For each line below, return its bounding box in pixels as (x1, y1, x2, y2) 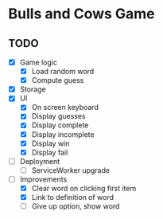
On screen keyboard (31, 103, 99, 112)
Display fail (31, 147, 68, 157)
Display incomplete (31, 129, 95, 139)
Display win (31, 139, 70, 148)
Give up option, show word (31, 201, 120, 211)
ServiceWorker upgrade (31, 165, 110, 175)
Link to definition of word (31, 192, 114, 201)
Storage (19, 84, 46, 94)
